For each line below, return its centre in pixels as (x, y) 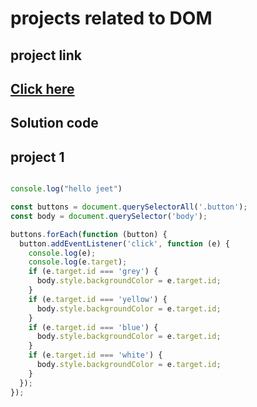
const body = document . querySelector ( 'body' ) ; (109, 216)
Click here (42, 88)
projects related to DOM (111, 18)
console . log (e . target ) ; (78, 262)
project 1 (37, 157)
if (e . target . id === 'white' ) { (95, 355)
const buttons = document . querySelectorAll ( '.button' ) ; (129, 207)
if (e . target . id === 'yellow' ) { (98, 299)
